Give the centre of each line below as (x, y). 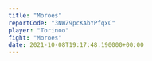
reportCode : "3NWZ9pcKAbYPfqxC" (62, 23)
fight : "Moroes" (35, 38)
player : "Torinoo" (39, 30)
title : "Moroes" (35, 15)
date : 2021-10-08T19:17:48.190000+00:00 (76, 45)
